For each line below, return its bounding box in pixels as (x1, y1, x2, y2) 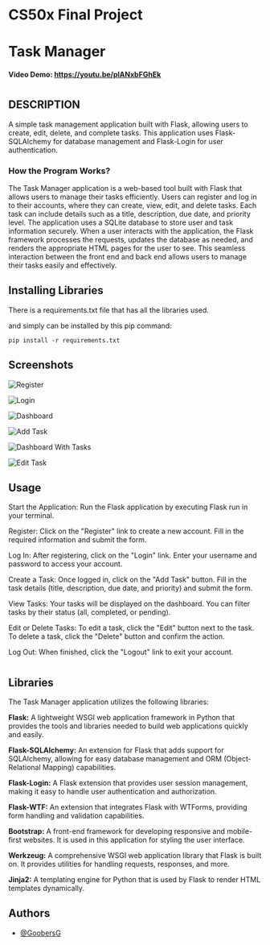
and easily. (8, 729, 44, 739)
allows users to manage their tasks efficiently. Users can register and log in (8, 192, 257, 201)
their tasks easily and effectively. (8, 260, 117, 270)
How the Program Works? (8, 165, 111, 176)
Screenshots (8, 359, 74, 372)
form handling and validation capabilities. (8, 810, 145, 820)
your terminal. (8, 511, 55, 520)
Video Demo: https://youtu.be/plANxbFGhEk (8, 69, 162, 79)
